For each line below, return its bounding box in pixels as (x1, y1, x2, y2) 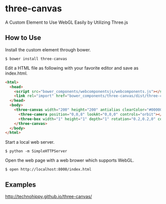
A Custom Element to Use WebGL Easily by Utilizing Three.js (5, 19, 128, 25)
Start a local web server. (5, 139, 55, 145)
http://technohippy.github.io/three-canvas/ (5, 194, 92, 200)
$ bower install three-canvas (5, 56, 68, 61)
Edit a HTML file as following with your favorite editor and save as (5, 65, 139, 71)
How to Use (5, 34, 41, 42)
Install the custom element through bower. (5, 46, 91, 52)
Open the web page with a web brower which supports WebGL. (5, 158, 134, 163)
